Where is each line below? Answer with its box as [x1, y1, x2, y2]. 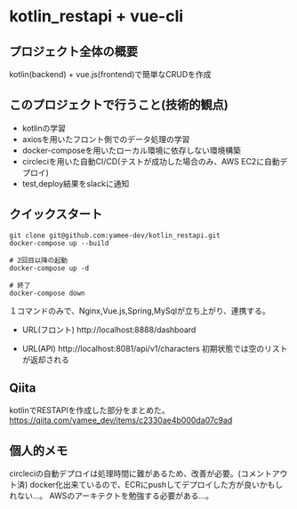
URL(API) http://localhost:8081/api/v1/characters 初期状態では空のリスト [21, 343, 288, 354]
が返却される [21, 354, 69, 365]
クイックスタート [9, 207, 103, 222]
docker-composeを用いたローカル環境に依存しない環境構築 [21, 145, 242, 155]
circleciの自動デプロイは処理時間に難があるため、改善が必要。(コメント [9, 468, 273, 479]
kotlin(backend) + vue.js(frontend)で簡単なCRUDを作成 [9, 69, 212, 79]
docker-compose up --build [9, 238, 109, 248]
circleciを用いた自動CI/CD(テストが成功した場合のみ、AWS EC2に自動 [21, 155, 280, 166]
